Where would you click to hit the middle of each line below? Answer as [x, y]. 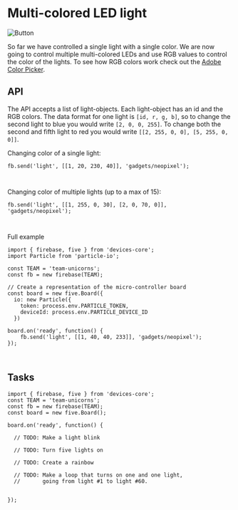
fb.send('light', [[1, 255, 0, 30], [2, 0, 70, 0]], [87, 204]
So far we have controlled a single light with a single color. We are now [111, 46]
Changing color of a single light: [54, 153]
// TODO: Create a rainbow [54, 462]
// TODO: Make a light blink [57, 437]
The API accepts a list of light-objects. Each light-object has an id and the [115, 109]
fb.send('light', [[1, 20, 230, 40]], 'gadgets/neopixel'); [99, 166]
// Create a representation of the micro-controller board [97, 287]
